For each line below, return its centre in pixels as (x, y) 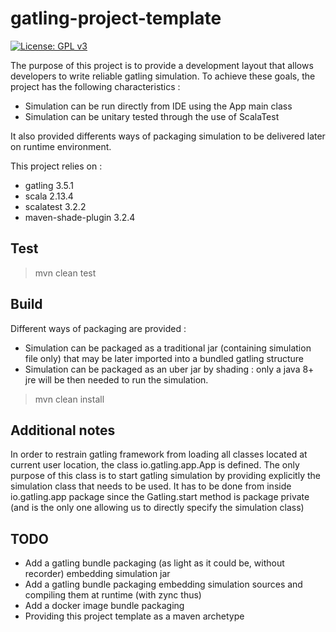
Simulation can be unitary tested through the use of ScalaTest (152, 116)
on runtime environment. (61, 146)
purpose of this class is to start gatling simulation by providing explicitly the (165, 476)
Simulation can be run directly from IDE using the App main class (158, 106)
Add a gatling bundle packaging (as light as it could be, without (154, 563)
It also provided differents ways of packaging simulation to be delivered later (168, 136)
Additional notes (63, 430)
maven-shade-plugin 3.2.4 (80, 217)
